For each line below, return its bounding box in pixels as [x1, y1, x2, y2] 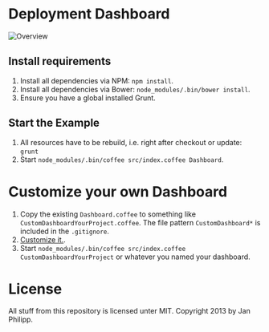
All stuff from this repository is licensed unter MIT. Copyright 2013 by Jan [8, 306, 251, 316]
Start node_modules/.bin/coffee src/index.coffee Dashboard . [19, 154, 224, 164]
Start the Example [8, 116, 100, 130]
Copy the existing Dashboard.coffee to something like [19, 209, 197, 219]
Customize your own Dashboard [8, 182, 227, 200]
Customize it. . [19, 234, 66, 245]
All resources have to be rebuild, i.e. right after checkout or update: [19, 137, 243, 147]
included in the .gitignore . [19, 226, 110, 236]
